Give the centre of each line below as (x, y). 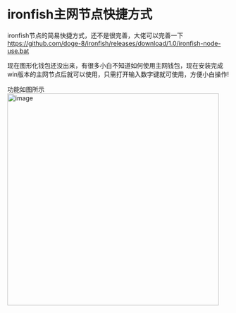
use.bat (18, 51)
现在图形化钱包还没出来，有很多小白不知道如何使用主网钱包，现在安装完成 (115, 65)
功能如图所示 (26, 89)
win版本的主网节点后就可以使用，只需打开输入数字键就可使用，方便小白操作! (118, 74)
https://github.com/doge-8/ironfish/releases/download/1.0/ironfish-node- (114, 43)
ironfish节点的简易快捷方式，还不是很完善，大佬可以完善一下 (95, 35)
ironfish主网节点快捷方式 (80, 14)
